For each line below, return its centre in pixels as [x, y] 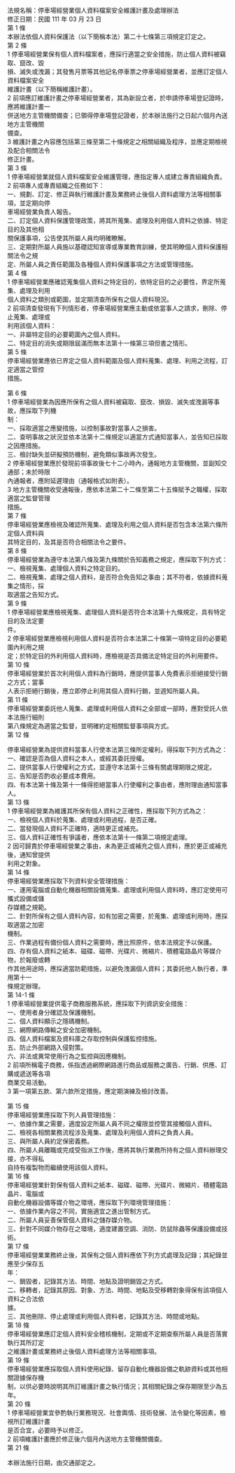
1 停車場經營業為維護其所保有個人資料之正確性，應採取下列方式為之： [107, 811]
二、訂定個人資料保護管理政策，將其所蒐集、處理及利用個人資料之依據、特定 [117, 220]
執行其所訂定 [26, 1343]
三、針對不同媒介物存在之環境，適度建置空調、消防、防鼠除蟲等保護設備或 [114, 1229]
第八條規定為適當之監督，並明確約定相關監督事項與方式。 [90, 726]
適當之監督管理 [29, 498]
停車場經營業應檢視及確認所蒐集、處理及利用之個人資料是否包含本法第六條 [114, 525]
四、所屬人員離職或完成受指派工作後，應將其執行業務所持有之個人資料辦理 [114, 1150]
